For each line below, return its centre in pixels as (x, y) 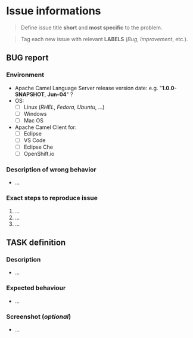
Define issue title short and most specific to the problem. (91, 27)
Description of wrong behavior (51, 170)
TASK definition (36, 243)
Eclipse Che (38, 147)
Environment (25, 75)
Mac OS (33, 120)
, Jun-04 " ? (59, 94)
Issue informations (54, 11)
